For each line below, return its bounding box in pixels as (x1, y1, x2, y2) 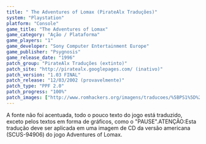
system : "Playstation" (6, 15, 64, 21)
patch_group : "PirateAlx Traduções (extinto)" (6, 60, 128, 66)
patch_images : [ (6, 94, 48, 100)
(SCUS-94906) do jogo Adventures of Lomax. (6, 131, 123, 138)
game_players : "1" (6, 37, 53, 44)
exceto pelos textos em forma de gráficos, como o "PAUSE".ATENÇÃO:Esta (6, 118, 197, 125)
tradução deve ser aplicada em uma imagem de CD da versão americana (6, 124, 191, 132)
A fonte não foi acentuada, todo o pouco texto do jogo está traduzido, (6, 111, 183, 118)
